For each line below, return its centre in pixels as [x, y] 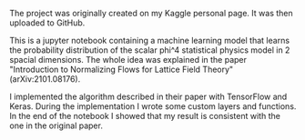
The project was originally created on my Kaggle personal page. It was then [151, 13]
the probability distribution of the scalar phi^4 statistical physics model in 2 [150, 50]
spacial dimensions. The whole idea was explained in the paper [128, 60]
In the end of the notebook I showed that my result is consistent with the [145, 116]
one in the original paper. [56, 125]
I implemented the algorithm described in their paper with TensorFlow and [148, 96]
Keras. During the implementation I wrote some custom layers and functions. [153, 106]
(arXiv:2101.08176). [45, 79]
